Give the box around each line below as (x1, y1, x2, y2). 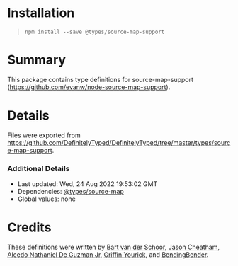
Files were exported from (7, 131, 81, 139)
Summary (7, 52, 66, 68)
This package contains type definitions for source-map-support (7, 75, 193, 83)
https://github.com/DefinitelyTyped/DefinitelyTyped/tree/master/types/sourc (7, 138, 231, 146)
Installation (7, 5, 75, 21)
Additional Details (7, 163, 70, 173)
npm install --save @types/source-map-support (24, 28, 165, 35)
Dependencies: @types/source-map (17, 187, 124, 196)
